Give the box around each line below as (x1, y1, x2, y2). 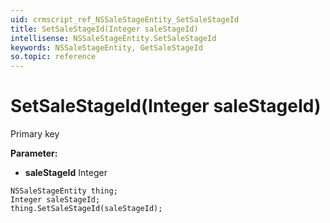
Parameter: (10, 147, 58, 160)
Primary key (10, 128, 60, 140)
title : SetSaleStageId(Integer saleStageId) (10, 24, 199, 34)
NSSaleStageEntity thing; (10, 186, 118, 196)
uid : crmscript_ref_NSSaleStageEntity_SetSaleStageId (10, 14, 240, 25)
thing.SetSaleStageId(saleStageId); (10, 204, 163, 214)
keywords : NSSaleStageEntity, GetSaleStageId (10, 42, 203, 53)
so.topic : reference (10, 52, 97, 62)
